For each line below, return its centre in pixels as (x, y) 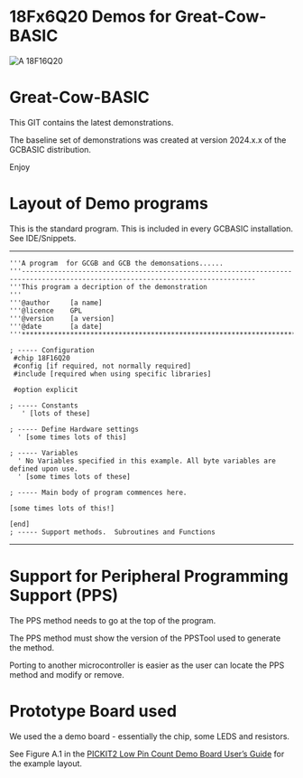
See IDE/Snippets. (43, 238)
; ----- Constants (44, 405)
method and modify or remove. (67, 674)
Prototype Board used (93, 711)
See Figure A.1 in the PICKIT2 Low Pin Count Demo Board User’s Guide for (147, 754)
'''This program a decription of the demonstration (108, 286)
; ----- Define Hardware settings (74, 429)
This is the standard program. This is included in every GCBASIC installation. (151, 229)
